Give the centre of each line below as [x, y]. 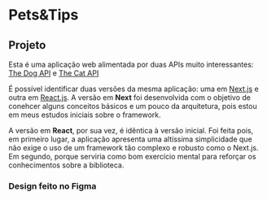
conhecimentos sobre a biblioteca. [66, 165]
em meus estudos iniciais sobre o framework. [85, 115]
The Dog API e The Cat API [54, 73]
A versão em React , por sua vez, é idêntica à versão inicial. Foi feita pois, [131, 130]
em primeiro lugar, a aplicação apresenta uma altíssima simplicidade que [130, 139]
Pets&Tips [44, 15]
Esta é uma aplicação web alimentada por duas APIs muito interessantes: [131, 64]
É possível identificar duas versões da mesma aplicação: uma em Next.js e [133, 89]
